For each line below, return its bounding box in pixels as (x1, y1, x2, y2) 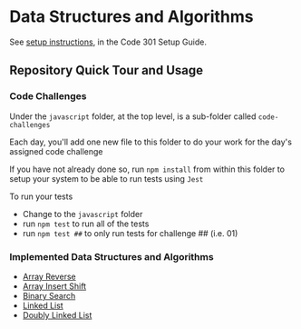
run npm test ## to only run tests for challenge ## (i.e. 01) (22, 227, 238, 238)
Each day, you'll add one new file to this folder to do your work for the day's (9, 136, 293, 147)
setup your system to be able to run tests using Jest (9, 173, 204, 184)
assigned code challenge (9, 145, 103, 156)
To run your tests (9, 191, 73, 202)
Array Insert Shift (22, 280, 87, 292)
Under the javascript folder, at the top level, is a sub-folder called (9, 111, 257, 122)
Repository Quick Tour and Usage (9, 63, 204, 78)
